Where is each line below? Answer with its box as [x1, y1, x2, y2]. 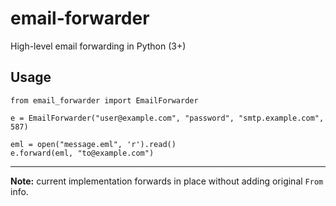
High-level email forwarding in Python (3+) [10, 40, 187, 52]
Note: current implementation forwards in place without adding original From [10, 175, 324, 187]
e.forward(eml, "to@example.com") [10, 148, 155, 158]
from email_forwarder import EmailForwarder [10, 95, 199, 106]
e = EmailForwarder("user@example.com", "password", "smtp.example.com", [10, 113, 325, 123]
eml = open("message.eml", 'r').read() [10, 139, 177, 149]
